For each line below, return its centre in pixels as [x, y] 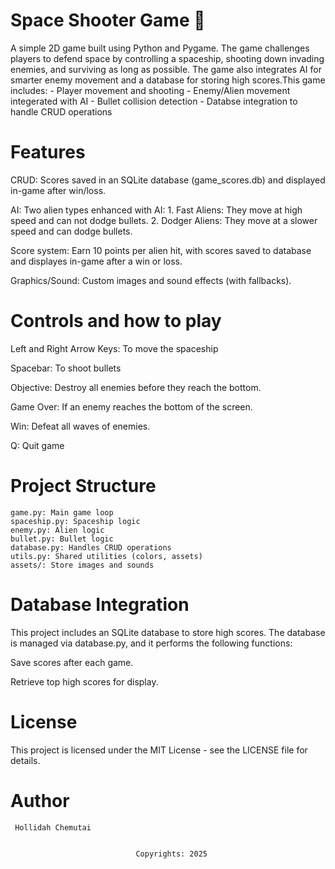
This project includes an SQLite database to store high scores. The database [168, 632]
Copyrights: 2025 [171, 854]
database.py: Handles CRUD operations [91, 547]
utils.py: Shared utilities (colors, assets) [106, 556]
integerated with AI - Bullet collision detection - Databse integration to [154, 101]
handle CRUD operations [61, 111]
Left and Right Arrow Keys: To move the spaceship [114, 348]
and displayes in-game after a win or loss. [96, 261]
